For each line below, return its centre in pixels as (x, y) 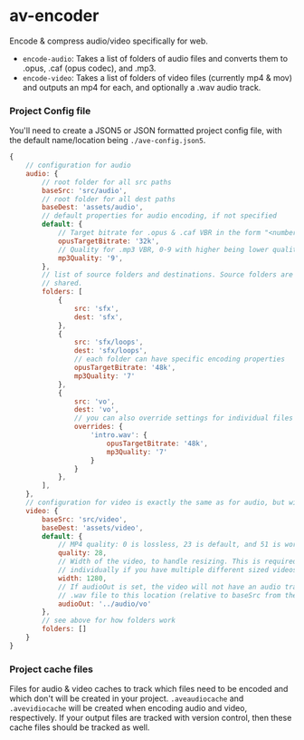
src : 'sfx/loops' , (109, 342)
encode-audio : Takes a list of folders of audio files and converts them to (155, 58)
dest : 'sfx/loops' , (110, 351)
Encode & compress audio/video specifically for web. (109, 41)
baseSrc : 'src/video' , (85, 519)
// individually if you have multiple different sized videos (177, 570)
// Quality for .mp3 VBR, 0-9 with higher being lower (163, 249)
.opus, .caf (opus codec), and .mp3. (89, 68)
